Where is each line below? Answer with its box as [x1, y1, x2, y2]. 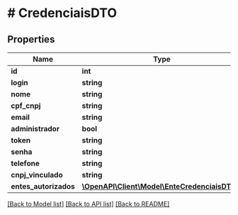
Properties [7, 33, 55, 45]
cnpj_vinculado [11, 170, 63, 180]
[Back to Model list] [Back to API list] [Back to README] [7, 200, 170, 208]
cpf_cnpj [11, 101, 41, 111]
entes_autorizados [11, 182, 76, 191]
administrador [11, 124, 60, 133]
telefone [11, 158, 40, 168]
